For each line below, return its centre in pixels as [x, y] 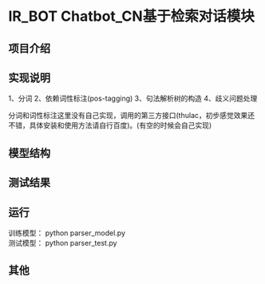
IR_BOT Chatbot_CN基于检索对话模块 [132, 16]
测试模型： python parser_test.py [63, 243]
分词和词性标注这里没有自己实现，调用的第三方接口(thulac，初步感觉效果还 [132, 116]
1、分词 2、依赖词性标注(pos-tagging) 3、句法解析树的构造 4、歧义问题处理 [133, 99]
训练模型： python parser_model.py [67, 233]
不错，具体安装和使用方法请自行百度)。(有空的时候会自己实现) [110, 125]
